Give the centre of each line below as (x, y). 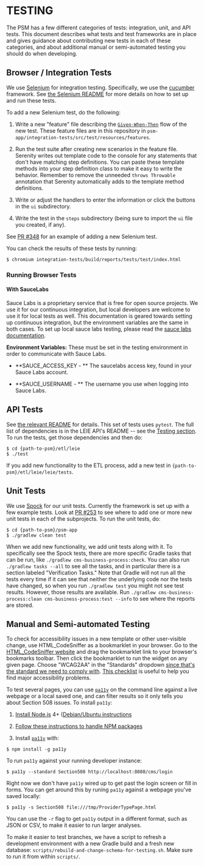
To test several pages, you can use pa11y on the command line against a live (102, 690)
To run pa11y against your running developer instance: (74, 761)
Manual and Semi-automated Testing (78, 624)
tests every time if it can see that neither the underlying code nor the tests (99, 579)
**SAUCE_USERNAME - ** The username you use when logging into (102, 384)
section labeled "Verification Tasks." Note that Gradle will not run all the (96, 573)
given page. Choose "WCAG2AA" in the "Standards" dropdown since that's (101, 665)
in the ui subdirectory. (43, 206)
